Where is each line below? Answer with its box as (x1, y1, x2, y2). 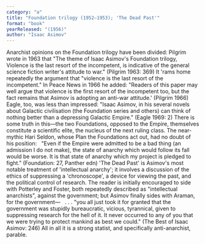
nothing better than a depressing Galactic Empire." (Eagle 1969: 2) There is (6, 114, 195, 121)
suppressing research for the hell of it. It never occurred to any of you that (6, 212, 193, 219)
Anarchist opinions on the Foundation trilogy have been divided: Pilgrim (6, 48, 187, 56)
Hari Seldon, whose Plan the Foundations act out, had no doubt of (24, 133, 191, 141)
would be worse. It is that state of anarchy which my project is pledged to (6, 153, 192, 160)
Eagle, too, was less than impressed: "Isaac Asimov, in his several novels (6, 101, 190, 108)
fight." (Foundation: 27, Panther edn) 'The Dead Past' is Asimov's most (6, 159, 184, 167)
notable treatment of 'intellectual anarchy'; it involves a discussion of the (6, 166, 190, 173)
